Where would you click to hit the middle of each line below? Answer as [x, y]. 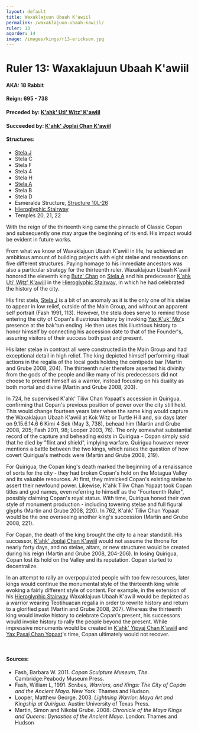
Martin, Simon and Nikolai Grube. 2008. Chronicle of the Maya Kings [98, 710]
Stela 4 [23, 171]
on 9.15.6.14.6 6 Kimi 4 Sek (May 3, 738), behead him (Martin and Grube [93, 423]
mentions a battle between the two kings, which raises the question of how [98, 449]
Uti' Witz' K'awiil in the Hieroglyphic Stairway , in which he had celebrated [95, 282]
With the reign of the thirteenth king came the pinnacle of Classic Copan [94, 227]
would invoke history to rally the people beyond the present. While [87, 621]
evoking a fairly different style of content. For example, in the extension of [96, 590]
